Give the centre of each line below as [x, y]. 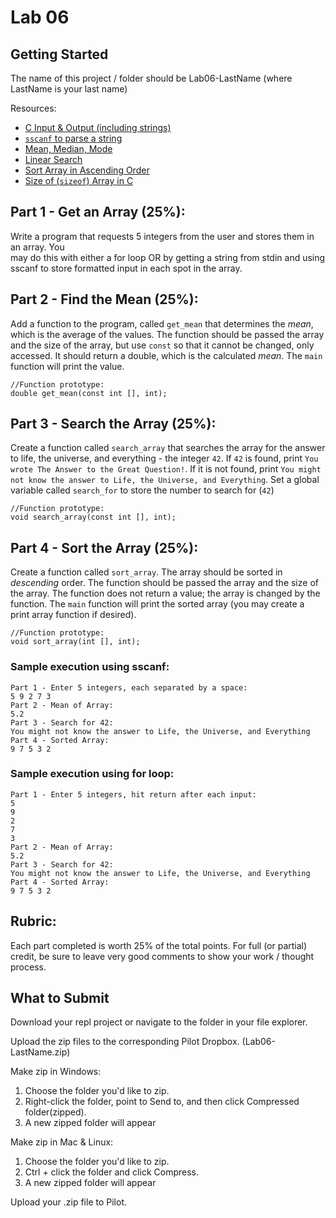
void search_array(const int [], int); [93, 517]
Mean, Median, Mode [68, 149]
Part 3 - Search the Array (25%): [113, 424]
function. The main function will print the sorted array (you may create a [157, 604]
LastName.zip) [40, 1052]
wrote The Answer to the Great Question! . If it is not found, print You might [166, 469]
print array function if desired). [73, 615]
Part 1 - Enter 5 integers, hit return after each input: [133, 794]
